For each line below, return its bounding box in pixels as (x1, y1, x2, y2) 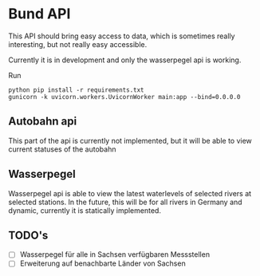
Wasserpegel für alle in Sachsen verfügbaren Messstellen (19, 250, 210, 259)
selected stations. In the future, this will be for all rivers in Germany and (8, 197, 242, 207)
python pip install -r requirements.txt (8, 85, 145, 94)
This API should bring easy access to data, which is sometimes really (8, 31, 235, 41)
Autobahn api (8, 115, 77, 128)
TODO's (8, 228, 49, 242)
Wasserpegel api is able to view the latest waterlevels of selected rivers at (8, 188, 252, 198)
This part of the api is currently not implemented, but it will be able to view (8, 136, 253, 145)
